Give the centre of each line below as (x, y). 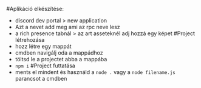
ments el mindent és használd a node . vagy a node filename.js (95, 72)
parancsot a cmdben (41, 79)
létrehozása (30, 40)
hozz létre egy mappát (43, 46)
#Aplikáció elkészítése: (35, 9)
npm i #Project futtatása (45, 66)
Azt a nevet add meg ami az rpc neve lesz (67, 27)
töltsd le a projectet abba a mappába (61, 59)
